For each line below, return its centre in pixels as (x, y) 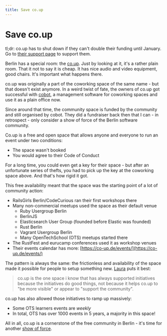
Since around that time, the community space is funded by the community (81, 109)
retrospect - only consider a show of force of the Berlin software (72, 120)
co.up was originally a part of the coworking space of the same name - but (82, 83)
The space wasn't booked (39, 150)
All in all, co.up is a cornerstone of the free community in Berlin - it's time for (84, 323)
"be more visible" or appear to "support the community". (75, 288)
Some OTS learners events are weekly (52, 308)
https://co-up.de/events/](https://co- (119, 248)
